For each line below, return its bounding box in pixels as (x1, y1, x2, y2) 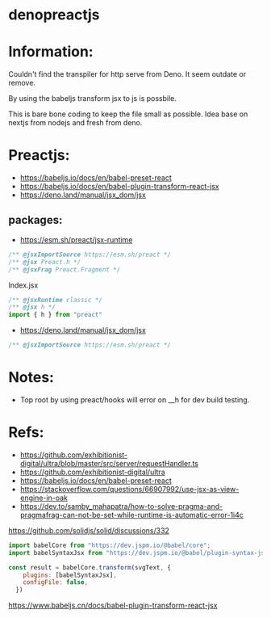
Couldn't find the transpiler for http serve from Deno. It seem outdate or (8, 69, 247, 79)
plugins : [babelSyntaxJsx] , (23, 571, 117, 579)
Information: (8, 43, 94, 61)
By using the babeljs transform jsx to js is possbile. (8, 94, 177, 103)
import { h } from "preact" (8, 311, 103, 319)
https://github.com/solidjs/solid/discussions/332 (8, 525, 169, 535)
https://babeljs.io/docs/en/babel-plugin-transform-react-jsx (19, 182, 219, 191)
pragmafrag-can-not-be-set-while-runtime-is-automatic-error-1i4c (19, 510, 244, 519)
